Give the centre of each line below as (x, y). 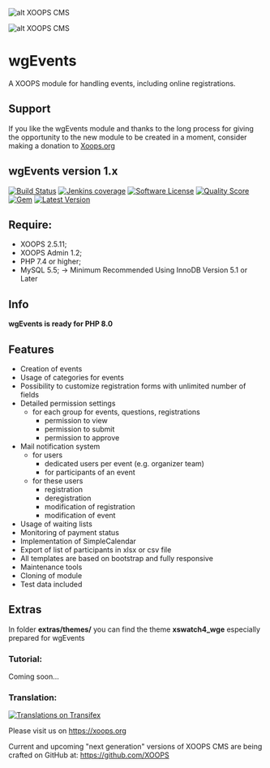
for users (47, 455)
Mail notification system (60, 446)
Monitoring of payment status (70, 532)
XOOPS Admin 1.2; (51, 253)
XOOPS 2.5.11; (43, 244)
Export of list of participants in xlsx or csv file (96, 550)
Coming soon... (34, 676)
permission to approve (82, 438)
